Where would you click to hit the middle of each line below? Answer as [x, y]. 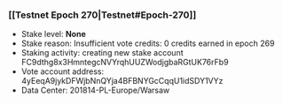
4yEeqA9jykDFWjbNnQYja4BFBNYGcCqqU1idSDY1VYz [122, 81]
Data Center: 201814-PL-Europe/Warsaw [95, 90]
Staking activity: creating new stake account [102, 53]
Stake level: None [53, 34]
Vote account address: [63, 71]
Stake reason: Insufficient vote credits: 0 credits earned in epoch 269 [148, 43]
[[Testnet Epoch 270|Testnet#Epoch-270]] [102, 15]
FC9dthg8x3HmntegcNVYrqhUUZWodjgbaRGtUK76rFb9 [125, 63]
